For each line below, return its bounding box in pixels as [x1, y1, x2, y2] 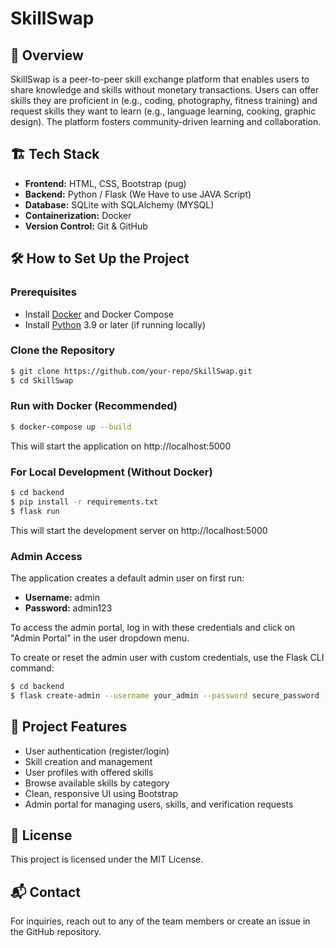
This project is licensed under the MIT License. [10, 853, 204, 866]
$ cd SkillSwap [10, 375, 74, 386]
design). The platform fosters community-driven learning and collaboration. [10, 116, 322, 127]
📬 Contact [10, 883, 81, 901]
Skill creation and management [24, 755, 153, 767]
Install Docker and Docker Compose [24, 308, 174, 320]
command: [10, 662, 55, 674]
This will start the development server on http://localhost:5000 [10, 524, 268, 536]
